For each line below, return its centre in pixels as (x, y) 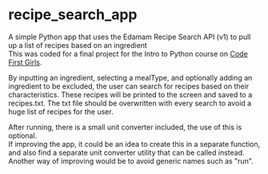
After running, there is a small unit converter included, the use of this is (125, 127)
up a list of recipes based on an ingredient (78, 45)
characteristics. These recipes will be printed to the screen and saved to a (130, 94)
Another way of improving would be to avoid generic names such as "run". (131, 160)
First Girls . (25, 62)
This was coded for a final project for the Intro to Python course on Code (128, 53)
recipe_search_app (73, 15)
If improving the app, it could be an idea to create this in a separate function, (134, 144)
